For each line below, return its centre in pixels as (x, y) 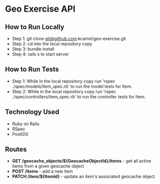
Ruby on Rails (26, 124)
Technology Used (32, 112)
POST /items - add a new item (42, 171)
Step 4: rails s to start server (40, 54)
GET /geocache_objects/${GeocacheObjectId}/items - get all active (81, 161)
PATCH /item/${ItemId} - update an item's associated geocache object (83, 177)
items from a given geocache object (48, 166)
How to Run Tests (32, 69)
